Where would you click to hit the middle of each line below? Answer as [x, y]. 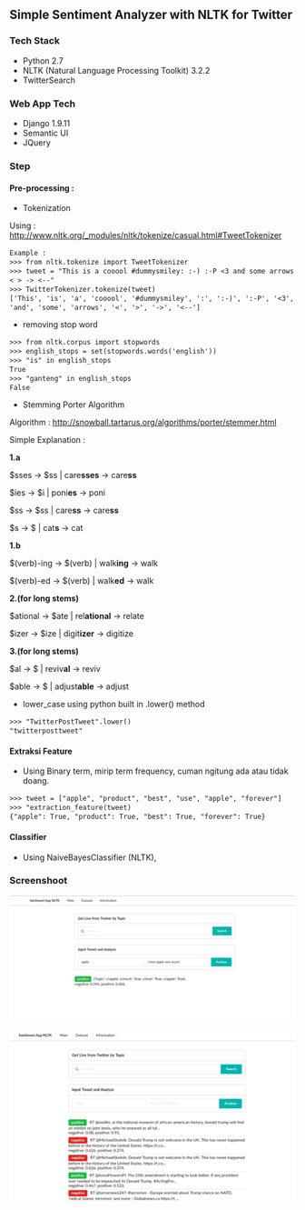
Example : [28, 254]
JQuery [37, 142]
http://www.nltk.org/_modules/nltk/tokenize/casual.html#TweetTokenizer [146, 235]
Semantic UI [45, 133]
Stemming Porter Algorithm [74, 405]
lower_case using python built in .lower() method [114, 705]
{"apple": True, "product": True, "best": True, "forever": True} [138, 817]
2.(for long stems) [44, 598]
